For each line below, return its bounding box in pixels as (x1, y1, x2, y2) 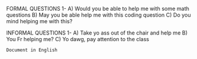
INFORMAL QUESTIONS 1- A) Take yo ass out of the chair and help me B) (6, 29, 188, 36)
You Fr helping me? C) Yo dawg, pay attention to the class (6, 36, 150, 42)
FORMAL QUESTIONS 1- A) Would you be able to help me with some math (6, 5, 190, 12)
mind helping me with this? (6, 18, 73, 24)
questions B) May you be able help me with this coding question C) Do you (6, 11, 191, 18)
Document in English (6, 47, 58, 53)
